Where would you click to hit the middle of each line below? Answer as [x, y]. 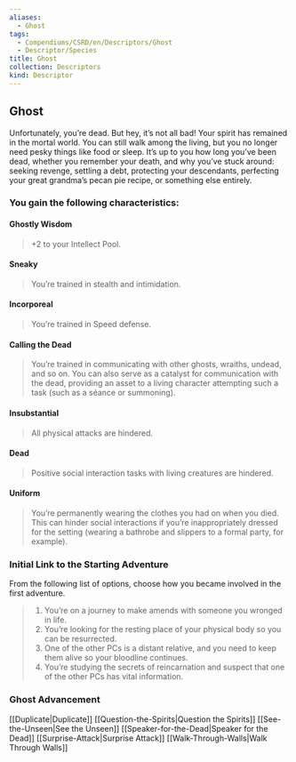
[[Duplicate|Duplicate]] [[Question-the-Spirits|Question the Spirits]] [132, 719]
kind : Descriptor [41, 76]
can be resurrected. [80, 639]
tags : [19, 34]
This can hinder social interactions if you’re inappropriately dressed [154, 522]
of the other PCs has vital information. [114, 677]
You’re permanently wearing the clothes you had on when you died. [155, 513]
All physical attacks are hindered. [92, 433]
